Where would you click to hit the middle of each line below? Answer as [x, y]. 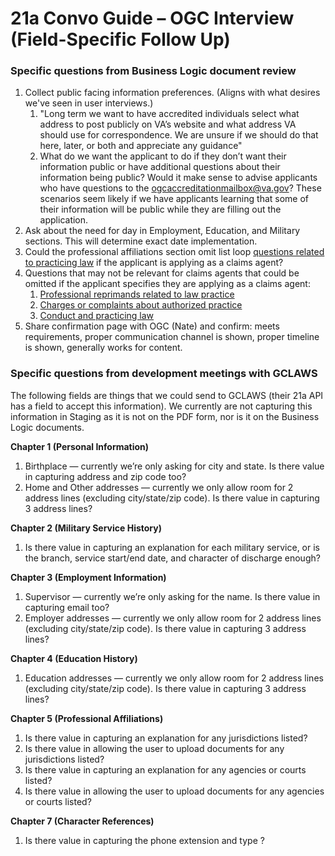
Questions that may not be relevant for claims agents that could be [162, 273]
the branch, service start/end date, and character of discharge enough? [172, 558]
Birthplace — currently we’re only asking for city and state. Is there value [174, 466]
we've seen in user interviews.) [89, 103]
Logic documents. [47, 427]
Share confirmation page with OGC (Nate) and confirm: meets [152, 326]
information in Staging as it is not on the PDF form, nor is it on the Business [165, 416]
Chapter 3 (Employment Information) [88, 577]
